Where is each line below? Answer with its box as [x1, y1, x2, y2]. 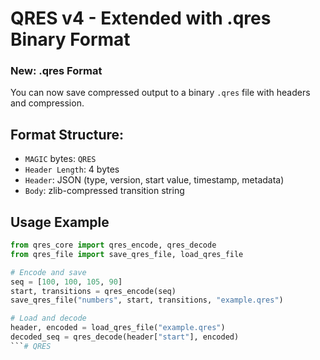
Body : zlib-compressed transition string [24, 185, 185, 197]
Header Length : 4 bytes [24, 163, 120, 176]
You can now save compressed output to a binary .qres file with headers [10, 87, 311, 99]
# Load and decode [10, 313, 87, 324]
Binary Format [10, 28, 131, 51]
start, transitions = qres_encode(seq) [10, 286, 177, 296]
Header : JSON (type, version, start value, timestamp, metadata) [24, 174, 285, 186]
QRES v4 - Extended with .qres [10, 7, 272, 30]
